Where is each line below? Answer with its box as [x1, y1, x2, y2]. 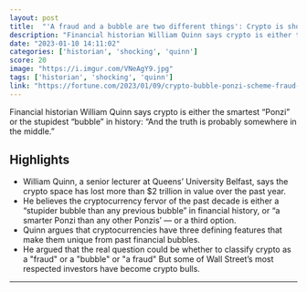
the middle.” [9, 125, 55, 137]
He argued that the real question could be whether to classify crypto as [22, 244, 291, 255]
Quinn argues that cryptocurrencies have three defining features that [22, 224, 283, 235]
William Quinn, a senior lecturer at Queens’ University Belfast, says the [22, 176, 289, 187]
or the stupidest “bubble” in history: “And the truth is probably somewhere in [9, 116, 297, 127]
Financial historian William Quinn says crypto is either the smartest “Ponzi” [9, 106, 291, 117]
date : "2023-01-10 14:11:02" [9, 38, 121, 48]
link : [9, 81, 30, 90]
